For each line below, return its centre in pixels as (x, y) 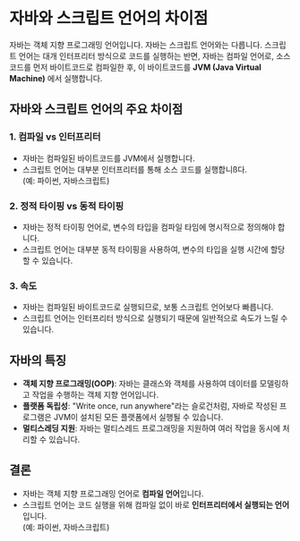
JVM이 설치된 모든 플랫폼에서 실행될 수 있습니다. (138, 418)
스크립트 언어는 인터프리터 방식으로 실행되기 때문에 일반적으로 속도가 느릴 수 (155, 318)
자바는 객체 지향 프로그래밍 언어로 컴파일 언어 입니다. (113, 494)
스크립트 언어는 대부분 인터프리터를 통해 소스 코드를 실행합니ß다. (135, 169)
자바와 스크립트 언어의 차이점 (109, 18)
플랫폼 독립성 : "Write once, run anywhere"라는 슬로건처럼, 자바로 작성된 (150, 406)
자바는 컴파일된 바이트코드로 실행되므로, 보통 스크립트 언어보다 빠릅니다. (148, 307)
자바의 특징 (38, 360)
